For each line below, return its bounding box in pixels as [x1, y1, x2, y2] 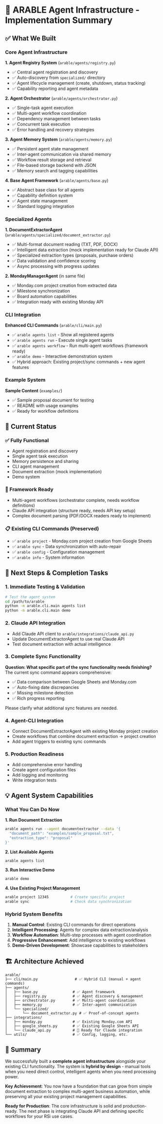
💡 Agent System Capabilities [5, 791, 93, 800]
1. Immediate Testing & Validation [5, 584, 85, 590]
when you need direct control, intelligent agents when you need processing [5, 1069, 157, 1075]
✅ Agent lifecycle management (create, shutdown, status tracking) [12, 80, 146, 86]
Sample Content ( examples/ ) [5, 387, 62, 393]
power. [5, 1074, 19, 1080]
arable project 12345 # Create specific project [5, 895, 125, 900]
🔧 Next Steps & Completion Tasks [5, 569, 109, 577]
